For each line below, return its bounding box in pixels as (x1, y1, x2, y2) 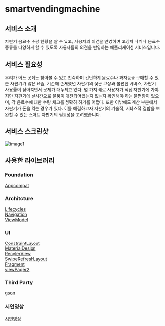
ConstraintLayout (5, 240, 40, 246)
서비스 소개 (5, 24, 37, 33)
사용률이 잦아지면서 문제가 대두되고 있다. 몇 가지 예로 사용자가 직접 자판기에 (5, 86, 150, 92)
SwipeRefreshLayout (5, 256, 48, 262)
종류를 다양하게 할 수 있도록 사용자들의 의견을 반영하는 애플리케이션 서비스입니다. (5, 44, 161, 50)
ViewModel (5, 216, 28, 223)
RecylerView (5, 250, 31, 256)
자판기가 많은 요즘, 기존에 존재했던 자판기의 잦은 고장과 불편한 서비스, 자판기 (10, 81, 156, 86)
